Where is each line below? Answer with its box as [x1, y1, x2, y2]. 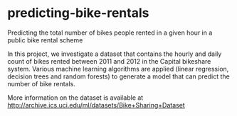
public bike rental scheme [7, 35, 83, 44]
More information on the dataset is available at [7, 93, 144, 102]
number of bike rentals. [7, 79, 76, 88]
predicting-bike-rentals [7, 5, 149, 21]
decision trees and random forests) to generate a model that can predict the [7, 72, 230, 81]
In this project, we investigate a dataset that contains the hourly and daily [7, 50, 222, 58]
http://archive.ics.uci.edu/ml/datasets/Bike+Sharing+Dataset [7, 100, 185, 109]
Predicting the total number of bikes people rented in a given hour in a [7, 28, 213, 37]
